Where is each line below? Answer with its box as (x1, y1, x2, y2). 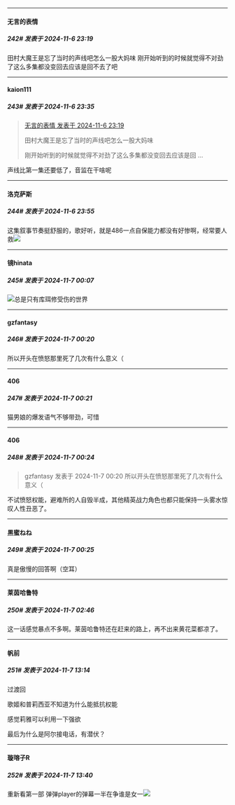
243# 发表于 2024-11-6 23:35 (7, 102, 95, 111)
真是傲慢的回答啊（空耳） (7, 565, 81, 573)
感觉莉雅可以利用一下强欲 (7, 715, 81, 723)
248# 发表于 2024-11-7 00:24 (7, 453, 95, 461)
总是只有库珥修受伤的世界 (14, 295, 88, 303)
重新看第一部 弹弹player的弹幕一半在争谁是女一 (7, 790, 143, 799)
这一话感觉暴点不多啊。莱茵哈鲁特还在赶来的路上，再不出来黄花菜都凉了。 (7, 625, 222, 633)
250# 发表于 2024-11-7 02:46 (7, 605, 94, 614)
